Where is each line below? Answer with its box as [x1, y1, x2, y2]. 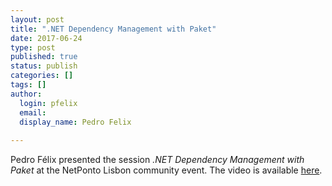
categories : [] [10, 71, 74, 81]
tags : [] [10, 80, 47, 90]
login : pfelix [19, 98, 78, 108]
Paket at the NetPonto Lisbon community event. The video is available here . [10, 164, 323, 176]
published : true [10, 52, 78, 62]
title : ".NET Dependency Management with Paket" [10, 24, 217, 34]
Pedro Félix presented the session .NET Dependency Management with [10, 154, 305, 166]
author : [10, 89, 43, 99]
